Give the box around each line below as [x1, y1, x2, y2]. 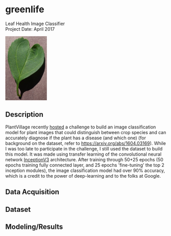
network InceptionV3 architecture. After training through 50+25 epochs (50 [5, 156, 163, 162]
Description [5, 110, 43, 119]
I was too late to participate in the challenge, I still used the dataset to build [5, 145, 163, 152]
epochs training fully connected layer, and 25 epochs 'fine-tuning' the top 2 [5, 162, 164, 168]
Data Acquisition [5, 188, 60, 197]
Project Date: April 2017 [5, 26, 55, 32]
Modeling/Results [5, 222, 63, 231]
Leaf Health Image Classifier [5, 20, 65, 27]
